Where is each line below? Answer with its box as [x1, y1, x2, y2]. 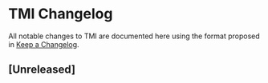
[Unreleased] [8, 63, 76, 77]
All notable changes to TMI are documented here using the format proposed [8, 31, 261, 41]
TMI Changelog [8, 5, 113, 23]
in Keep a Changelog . [8, 39, 79, 49]
